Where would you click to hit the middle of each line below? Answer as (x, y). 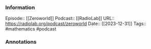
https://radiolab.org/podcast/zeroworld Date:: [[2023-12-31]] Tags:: (76, 23)
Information (20, 7)
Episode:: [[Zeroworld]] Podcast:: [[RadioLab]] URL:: (60, 18)
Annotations (21, 42)
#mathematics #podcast (31, 29)
